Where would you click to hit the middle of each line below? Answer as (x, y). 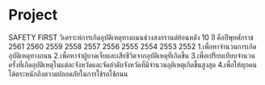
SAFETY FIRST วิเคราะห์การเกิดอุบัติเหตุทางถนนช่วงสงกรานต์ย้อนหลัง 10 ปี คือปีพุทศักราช (131, 37)
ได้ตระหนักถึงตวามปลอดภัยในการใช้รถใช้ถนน (68, 74)
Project (33, 15)
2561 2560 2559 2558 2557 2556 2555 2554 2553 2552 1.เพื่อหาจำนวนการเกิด (132, 46)
